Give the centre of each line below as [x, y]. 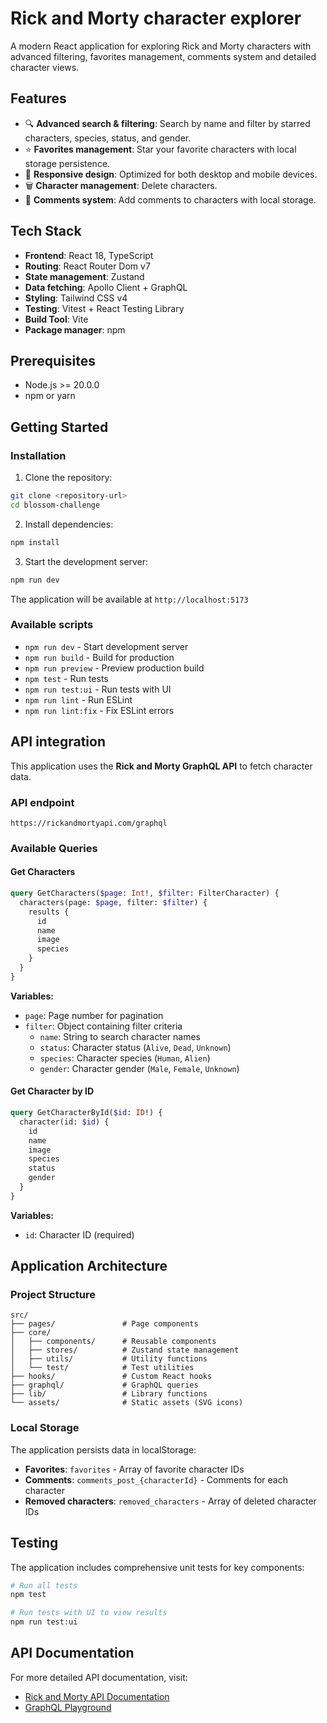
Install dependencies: [69, 524]
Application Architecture [89, 1266]
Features [38, 98]
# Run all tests [44, 1585]
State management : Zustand [84, 276]
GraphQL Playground [68, 1707]
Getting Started [59, 427]
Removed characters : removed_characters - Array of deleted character [170, 1501]
